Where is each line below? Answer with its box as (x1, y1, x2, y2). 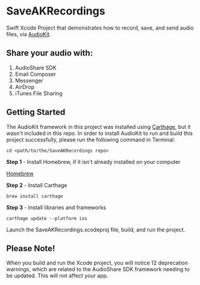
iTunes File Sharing (14, 89, 63, 97)
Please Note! (6, 243, 55, 254)
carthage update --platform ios (6, 215, 87, 221)
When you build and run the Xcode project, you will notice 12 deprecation (6, 259, 189, 266)
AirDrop (14, 83, 35, 90)
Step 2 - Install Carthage (6, 181, 67, 189)
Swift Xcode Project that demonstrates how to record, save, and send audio (6, 24, 194, 31)
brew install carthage (6, 193, 63, 199)
